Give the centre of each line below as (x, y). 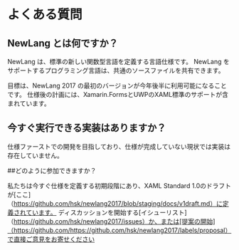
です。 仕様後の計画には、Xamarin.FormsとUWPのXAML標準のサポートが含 (118, 94)
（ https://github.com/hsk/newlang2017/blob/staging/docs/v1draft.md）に (115, 203)
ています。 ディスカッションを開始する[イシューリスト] (106, 212)
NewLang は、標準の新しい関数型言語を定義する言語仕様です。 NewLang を (118, 62)
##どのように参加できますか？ (52, 170)
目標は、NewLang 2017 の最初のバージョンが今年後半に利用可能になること (117, 85)
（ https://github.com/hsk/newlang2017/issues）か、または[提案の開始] (111, 221)
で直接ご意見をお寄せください (51, 239)
